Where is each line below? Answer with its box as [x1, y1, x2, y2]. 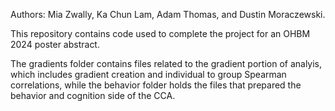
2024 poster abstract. [10, 39, 100, 50]
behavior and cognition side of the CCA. [10, 90, 176, 101]
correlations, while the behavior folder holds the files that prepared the [10, 79, 302, 91]
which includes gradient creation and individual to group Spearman [10, 69, 287, 80]
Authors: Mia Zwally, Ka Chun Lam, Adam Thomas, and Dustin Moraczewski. [10, 9, 326, 20]
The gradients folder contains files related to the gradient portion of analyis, [10, 58, 323, 69]
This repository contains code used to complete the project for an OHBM [10, 28, 311, 39]
